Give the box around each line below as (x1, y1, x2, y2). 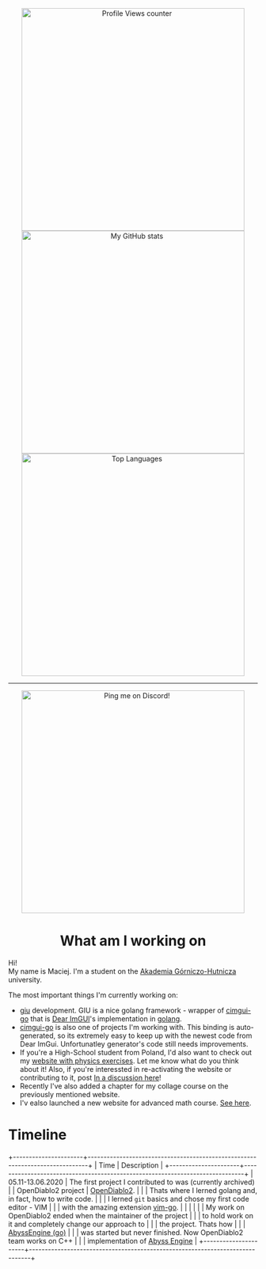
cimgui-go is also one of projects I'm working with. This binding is (19, 1022, 235, 1032)
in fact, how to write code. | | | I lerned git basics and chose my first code (8, 1194, 249, 1203)
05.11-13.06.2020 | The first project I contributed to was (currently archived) (8, 1177, 255, 1187)
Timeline (8, 1126, 67, 1144)
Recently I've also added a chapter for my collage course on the (19, 1081, 229, 1091)
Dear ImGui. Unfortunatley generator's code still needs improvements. (19, 1039, 249, 1048)
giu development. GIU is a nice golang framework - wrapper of (19, 1005, 224, 1015)
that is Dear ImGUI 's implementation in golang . (30, 1013, 182, 1024)
